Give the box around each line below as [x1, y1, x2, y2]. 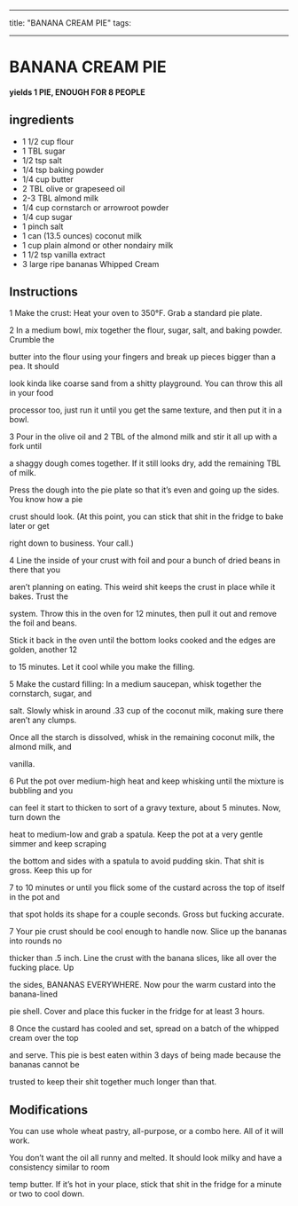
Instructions [9, 284, 78, 299]
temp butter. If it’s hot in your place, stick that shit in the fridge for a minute [9, 1179, 282, 1190]
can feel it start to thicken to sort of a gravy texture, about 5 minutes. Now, [9, 802, 281, 813]
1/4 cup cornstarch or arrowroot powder [21, 201, 169, 213]
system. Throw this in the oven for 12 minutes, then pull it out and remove [9, 609, 278, 619]
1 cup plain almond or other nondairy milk [21, 240, 174, 250]
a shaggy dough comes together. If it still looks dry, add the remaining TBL [9, 458, 281, 469]
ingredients [9, 113, 74, 128]
